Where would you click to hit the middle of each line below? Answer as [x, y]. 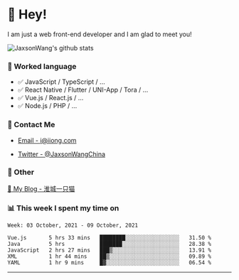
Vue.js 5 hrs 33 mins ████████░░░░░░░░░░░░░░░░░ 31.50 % [110, 238]
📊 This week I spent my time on [63, 208]
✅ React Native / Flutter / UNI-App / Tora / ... [83, 90]
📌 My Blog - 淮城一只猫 [41, 188]
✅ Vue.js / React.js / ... [51, 98]
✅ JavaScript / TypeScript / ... [61, 82]
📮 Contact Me [31, 125]
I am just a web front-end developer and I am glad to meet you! [100, 34]
